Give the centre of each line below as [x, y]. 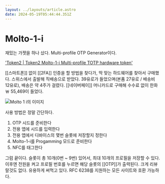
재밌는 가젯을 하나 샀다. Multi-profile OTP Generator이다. [61, 53]
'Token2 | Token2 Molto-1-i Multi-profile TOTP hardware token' [69, 63]
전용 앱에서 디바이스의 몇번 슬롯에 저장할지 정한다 [60, 135]
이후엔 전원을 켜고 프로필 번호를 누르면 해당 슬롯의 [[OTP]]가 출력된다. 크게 [77, 164]
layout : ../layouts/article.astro [41, 10]
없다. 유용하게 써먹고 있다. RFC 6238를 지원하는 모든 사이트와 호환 [82, 170]
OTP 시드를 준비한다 [32, 123]
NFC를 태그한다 [27, 147]
